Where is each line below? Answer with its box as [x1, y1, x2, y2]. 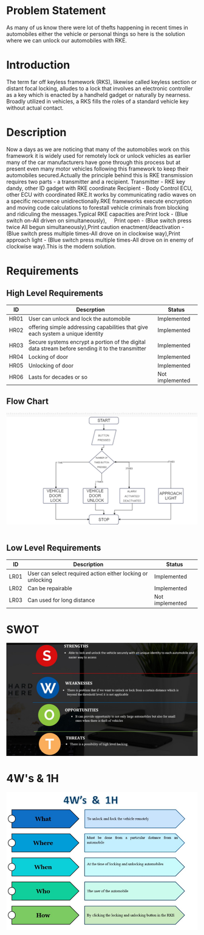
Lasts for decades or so [28, 373, 88, 381]
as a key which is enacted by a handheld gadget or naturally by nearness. [6, 91, 191, 98]
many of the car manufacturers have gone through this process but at [6, 158, 181, 166]
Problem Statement [6, 4, 106, 18]
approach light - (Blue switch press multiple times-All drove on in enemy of [6, 236, 194, 244]
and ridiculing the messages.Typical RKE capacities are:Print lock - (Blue [6, 210, 188, 217]
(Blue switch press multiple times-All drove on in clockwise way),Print [6, 230, 180, 237]
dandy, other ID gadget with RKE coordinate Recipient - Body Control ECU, [6, 184, 193, 192]
